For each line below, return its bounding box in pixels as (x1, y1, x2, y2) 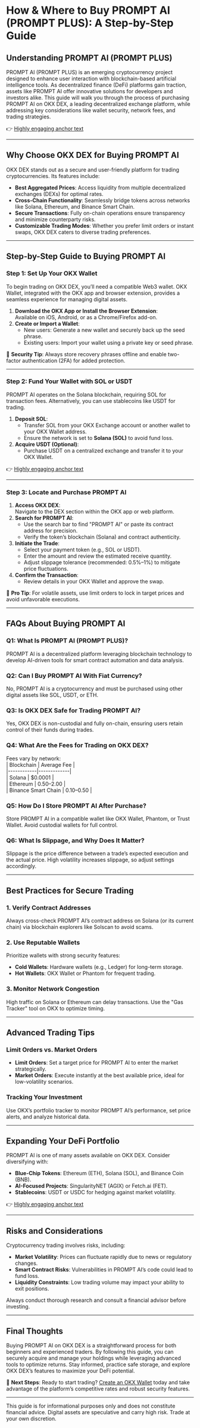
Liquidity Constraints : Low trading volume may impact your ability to (14, 1279, 185, 1286)
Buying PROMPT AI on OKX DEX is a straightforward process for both (6, 1341, 177, 1349)
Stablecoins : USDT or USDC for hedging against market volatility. (14, 1189, 176, 1196)
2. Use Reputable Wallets (6, 938, 80, 946)
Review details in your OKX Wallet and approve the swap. (23, 578, 165, 585)
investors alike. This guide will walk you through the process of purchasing (6, 94, 189, 101)
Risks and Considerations (6, 1226, 103, 1236)
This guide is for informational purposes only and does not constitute (6, 1402, 176, 1409)
